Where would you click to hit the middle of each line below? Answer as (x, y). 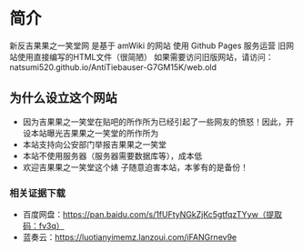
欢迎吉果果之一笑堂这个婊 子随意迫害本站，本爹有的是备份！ (135, 167)
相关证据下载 (38, 193)
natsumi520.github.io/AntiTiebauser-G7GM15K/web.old (113, 67)
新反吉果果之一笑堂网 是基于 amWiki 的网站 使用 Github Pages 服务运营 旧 (148, 45)
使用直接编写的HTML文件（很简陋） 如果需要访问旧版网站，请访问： (145, 56)
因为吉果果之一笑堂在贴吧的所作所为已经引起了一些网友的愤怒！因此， (154, 121)
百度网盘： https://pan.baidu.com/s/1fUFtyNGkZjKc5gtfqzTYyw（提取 (152, 215)
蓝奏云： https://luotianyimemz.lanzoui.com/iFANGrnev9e (130, 237)
